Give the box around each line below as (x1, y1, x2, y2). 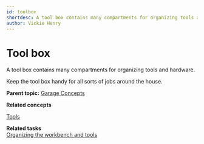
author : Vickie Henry (6, 20, 61, 26)
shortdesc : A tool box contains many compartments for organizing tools (6, 15, 194, 21)
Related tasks (6, 125, 41, 132)
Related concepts (6, 101, 52, 109)
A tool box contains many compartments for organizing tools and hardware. (6, 66, 195, 73)
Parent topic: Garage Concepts (6, 90, 85, 97)
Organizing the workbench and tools (6, 131, 98, 139)
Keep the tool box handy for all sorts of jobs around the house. (6, 78, 163, 85)
